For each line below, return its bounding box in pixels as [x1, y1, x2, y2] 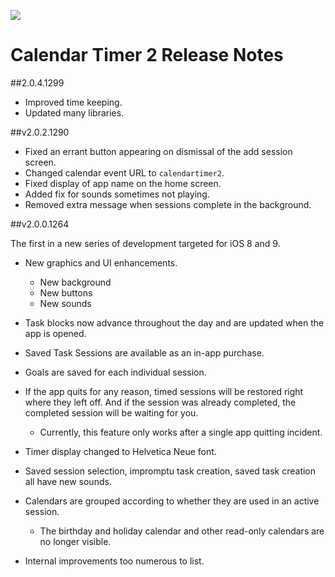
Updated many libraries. [24, 106, 125, 119]
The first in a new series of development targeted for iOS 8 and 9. [10, 237, 281, 249]
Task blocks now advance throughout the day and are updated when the [24, 316, 325, 329]
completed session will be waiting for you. [24, 406, 199, 419]
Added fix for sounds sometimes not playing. [24, 188, 210, 200]
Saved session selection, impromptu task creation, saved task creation [24, 465, 317, 477]
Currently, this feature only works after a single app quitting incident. [39, 426, 323, 438]
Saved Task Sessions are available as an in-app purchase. [24, 346, 265, 359]
